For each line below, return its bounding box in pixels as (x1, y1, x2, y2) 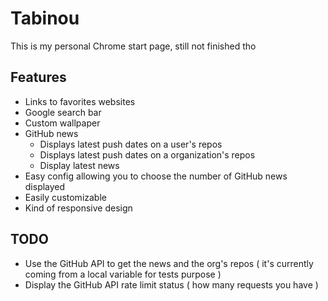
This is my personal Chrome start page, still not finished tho (10, 40, 257, 52)
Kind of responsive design (24, 202, 133, 214)
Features (10, 69, 67, 86)
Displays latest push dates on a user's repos (39, 138, 223, 150)
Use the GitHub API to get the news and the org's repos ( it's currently (24, 257, 314, 269)
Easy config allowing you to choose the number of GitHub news (24, 170, 288, 182)
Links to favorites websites (24, 95, 136, 107)
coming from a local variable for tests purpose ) (24, 268, 222, 280)
